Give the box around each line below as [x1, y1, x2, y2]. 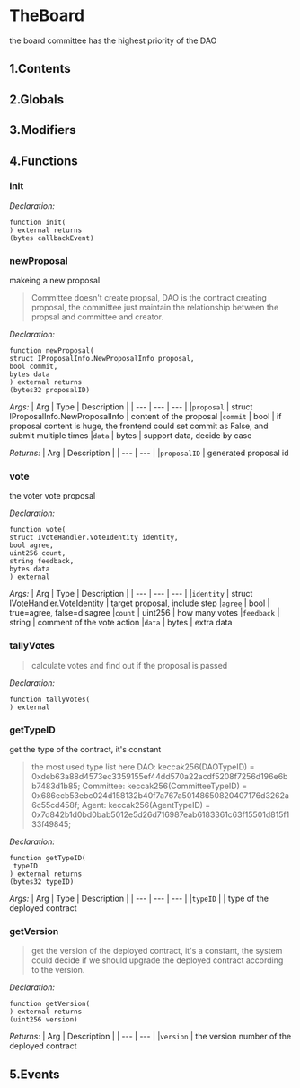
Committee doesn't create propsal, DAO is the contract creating [31, 292, 268, 303]
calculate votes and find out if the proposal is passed [31, 660, 228, 670]
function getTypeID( [9, 853, 87, 862]
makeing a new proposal [9, 275, 101, 286]
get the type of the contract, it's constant [9, 743, 162, 754]
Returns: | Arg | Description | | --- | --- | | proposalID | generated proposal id [9, 447, 289, 459]
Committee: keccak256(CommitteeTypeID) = [82, 780, 248, 791]
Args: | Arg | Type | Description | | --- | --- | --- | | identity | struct [9, 589, 253, 599]
